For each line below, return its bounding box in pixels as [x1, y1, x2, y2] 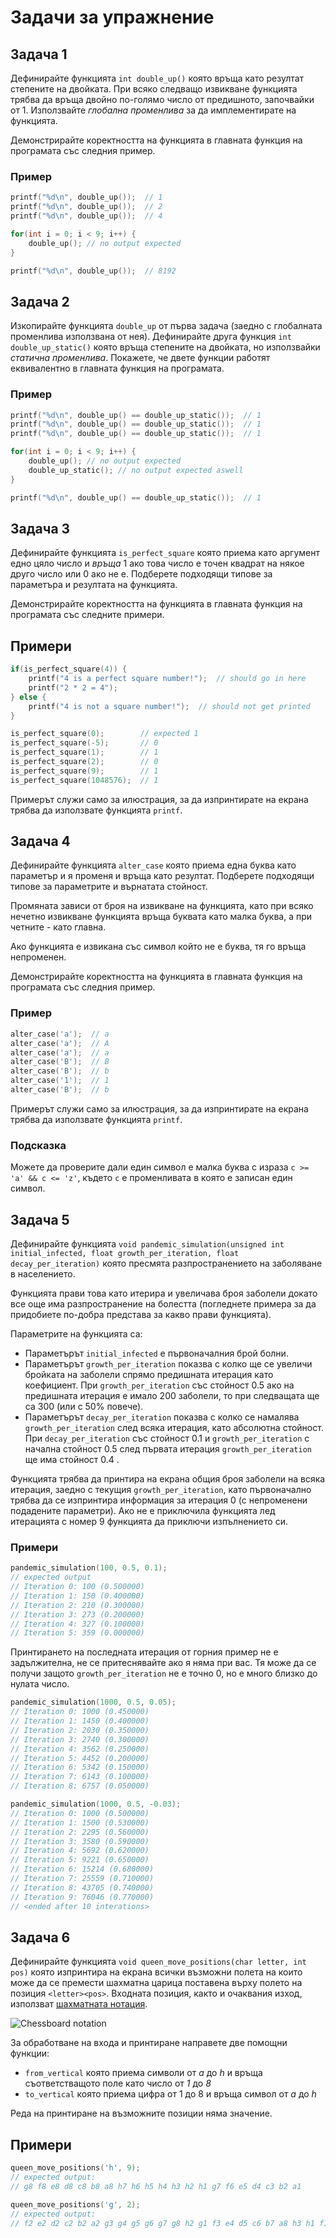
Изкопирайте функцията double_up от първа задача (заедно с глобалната [10, 320, 323, 332]
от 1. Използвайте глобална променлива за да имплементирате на [10, 104, 297, 116]
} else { [10, 692, 47, 702]
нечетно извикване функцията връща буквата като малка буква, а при [10, 911, 313, 923]
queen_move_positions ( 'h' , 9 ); [10, 2163, 141, 2173]
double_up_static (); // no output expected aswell [28, 465, 244, 475]
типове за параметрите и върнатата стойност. [10, 881, 208, 893]
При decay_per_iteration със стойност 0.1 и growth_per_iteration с [24, 1432, 310, 1444]
